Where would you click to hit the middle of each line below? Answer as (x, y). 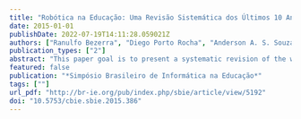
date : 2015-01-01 (42, 26)
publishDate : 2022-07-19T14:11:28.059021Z (90, 34)
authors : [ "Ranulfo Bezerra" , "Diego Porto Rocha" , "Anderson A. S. (140, 42)
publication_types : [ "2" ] (57, 51)
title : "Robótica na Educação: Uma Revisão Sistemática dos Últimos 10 (146, 17)
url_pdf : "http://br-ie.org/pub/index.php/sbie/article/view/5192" (138, 92)
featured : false (39, 68)
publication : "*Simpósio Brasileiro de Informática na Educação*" (136, 76)
